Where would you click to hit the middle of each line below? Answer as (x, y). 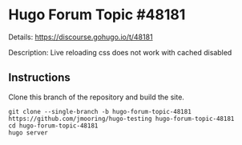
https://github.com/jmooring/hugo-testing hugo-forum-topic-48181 (121, 119)
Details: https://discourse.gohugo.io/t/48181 (81, 37)
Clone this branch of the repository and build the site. (96, 97)
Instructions (39, 78)
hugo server (28, 133)
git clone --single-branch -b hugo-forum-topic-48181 (100, 111)
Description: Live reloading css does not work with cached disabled (120, 52)
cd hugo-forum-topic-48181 (53, 126)
